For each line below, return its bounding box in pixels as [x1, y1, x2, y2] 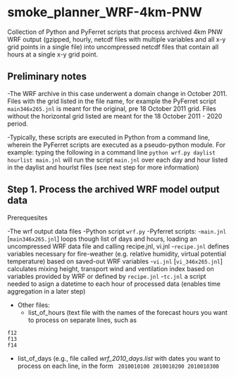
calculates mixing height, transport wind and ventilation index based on [7, 264, 214, 273]
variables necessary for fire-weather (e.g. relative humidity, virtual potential [7, 249, 227, 258]
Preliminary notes [7, 71, 87, 83]
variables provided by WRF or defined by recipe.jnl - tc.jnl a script [7, 272, 206, 280]
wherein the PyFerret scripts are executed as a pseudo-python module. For [7, 140, 225, 149]
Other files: [17, 301, 51, 309]
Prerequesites [7, 213, 48, 222]
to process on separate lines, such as [27, 316, 137, 324]
